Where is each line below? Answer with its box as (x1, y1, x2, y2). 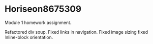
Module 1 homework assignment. (4, 20, 72, 25)
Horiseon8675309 (4, 3, 82, 15)
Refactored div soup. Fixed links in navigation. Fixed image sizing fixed (4, 29, 148, 35)
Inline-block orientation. (4, 34, 53, 40)
